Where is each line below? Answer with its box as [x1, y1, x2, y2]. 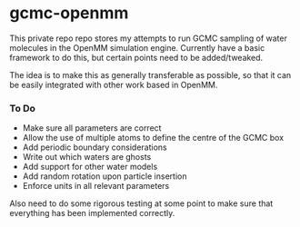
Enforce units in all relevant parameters [22, 181, 170, 192]
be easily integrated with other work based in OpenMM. [9, 79, 218, 90]
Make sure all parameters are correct [22, 123, 162, 133]
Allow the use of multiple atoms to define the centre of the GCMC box [22, 133, 285, 143]
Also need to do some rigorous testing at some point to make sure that [9, 198, 274, 209]
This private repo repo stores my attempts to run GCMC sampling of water [9, 33, 288, 44]
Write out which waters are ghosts [22, 152, 152, 163]
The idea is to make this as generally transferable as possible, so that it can [9, 69, 292, 80]
